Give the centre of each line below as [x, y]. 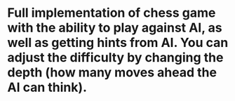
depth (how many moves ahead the [112, 73]
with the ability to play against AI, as [115, 28]
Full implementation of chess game [112, 13]
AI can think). [47, 87]
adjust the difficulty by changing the [115, 58]
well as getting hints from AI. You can [118, 43]
